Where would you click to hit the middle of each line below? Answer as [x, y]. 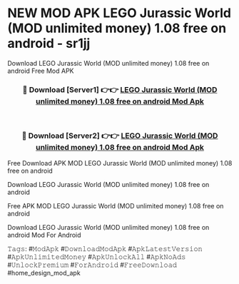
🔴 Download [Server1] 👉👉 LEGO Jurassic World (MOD [120, 89]
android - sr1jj [49, 44]
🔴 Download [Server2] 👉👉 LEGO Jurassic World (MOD [120, 136]
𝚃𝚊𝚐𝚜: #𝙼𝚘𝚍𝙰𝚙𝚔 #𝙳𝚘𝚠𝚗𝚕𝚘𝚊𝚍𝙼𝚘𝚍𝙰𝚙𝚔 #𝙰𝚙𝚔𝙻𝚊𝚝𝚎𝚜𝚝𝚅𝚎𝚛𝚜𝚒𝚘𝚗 [105, 248]
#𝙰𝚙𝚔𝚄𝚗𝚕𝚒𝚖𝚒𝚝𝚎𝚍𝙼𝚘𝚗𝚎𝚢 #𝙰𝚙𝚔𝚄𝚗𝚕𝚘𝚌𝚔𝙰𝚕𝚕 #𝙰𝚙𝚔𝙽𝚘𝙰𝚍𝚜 [97, 257]
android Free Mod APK [41, 71]
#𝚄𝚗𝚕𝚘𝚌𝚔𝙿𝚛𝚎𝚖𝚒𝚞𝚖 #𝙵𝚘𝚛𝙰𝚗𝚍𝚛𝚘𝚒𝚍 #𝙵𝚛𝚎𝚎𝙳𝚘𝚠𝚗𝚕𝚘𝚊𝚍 [92, 265]
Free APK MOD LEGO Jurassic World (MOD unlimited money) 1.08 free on [116, 206]
